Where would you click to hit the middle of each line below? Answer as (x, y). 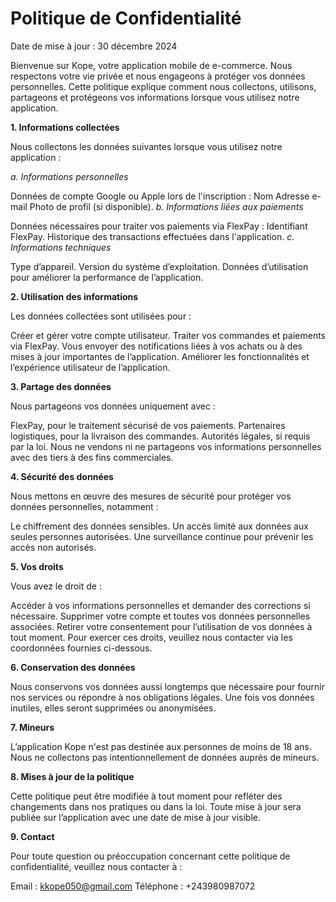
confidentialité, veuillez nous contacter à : (96, 866)
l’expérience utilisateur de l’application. (90, 367)
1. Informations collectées (65, 127)
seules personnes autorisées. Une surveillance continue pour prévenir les (162, 536)
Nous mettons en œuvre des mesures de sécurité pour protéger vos (151, 496)
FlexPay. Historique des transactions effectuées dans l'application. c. (152, 236)
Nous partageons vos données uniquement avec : (113, 406)
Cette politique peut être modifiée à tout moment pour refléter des (146, 796)
